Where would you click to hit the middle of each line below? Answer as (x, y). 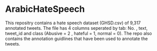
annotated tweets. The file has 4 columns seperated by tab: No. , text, (76, 28)
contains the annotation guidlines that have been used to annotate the (77, 39)
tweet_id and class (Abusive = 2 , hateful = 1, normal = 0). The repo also (78, 33)
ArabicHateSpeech (45, 9)
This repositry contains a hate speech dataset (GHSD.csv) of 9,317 (73, 23)
